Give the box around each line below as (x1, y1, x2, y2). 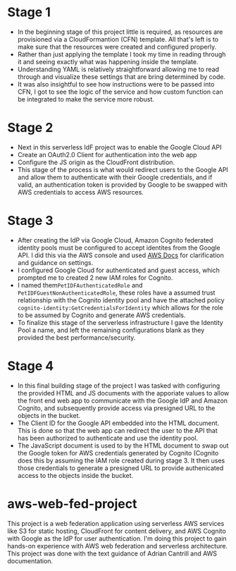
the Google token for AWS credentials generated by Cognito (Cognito (17, 448, 219, 457)
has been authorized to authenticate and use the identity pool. (17, 434, 199, 442)
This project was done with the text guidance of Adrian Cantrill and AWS (7, 549, 217, 558)
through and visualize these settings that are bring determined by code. (17, 72, 225, 81)
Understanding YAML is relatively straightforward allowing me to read (17, 65, 220, 73)
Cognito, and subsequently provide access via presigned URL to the (17, 403, 216, 412)
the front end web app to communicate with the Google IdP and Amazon (17, 396, 228, 405)
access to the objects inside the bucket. (17, 471, 134, 479)
